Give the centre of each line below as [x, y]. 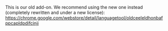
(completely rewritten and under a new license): [55, 12]
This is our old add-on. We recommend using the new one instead [74, 7]
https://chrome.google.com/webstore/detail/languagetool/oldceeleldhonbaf [84, 18]
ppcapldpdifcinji [22, 23]
